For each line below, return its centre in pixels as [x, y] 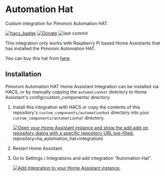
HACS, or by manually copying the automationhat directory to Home [76, 92]
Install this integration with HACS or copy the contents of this [76, 107]
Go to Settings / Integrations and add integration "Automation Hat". [82, 158]
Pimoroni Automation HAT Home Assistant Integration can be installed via [82, 86]
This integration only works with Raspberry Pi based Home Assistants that [83, 43]
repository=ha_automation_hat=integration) [58, 138]
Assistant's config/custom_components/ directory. [58, 97]
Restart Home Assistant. [38, 148]
